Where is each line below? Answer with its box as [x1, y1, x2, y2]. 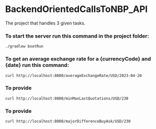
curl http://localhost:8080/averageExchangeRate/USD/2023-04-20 [5, 73, 142, 78]
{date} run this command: [5, 61, 69, 68]
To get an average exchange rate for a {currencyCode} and [5, 55, 151, 62]
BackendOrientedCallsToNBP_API [5, 3, 148, 15]
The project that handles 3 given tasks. [5, 20, 86, 26]
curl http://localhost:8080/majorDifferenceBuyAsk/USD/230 [5, 119, 131, 124]
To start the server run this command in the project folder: [5, 32, 149, 39]
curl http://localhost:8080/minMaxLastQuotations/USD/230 [5, 96, 128, 101]
